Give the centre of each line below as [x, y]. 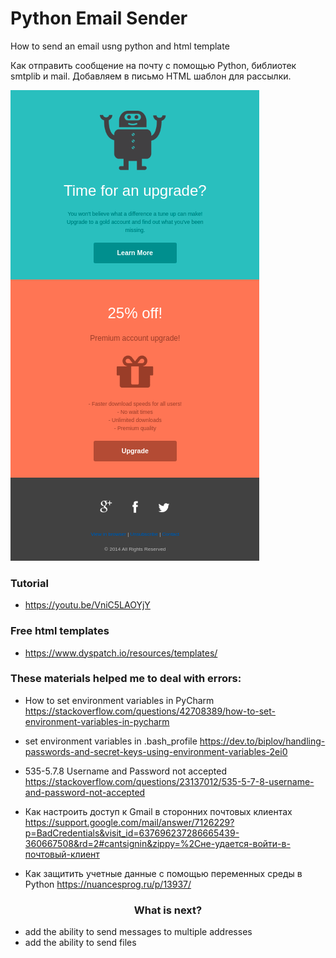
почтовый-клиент [62, 854]
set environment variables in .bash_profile [111, 741]
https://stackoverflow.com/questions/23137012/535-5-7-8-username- [169, 781]
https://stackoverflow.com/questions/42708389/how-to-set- [150, 711]
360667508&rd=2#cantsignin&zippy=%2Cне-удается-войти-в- [157, 843]
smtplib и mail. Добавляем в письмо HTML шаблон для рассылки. [151, 76]
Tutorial [29, 583]
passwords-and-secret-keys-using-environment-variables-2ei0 [156, 751]
